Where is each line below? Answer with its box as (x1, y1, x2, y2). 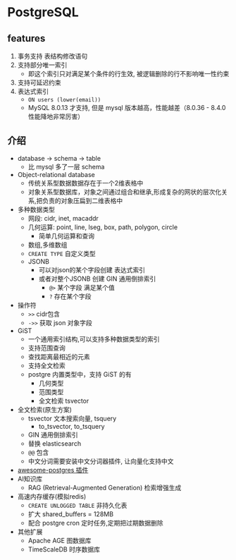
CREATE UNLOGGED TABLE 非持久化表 (27, 501, 128, 509)
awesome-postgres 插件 (17, 465, 89, 474)
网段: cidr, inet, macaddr (27, 214, 99, 222)
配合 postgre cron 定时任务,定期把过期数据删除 (27, 518, 163, 527)
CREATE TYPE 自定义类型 (27, 249, 97, 257)
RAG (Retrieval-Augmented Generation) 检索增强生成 (27, 483, 182, 492)
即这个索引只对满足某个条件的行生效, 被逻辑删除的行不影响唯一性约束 (27, 70, 230, 78)
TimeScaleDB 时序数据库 (27, 544, 101, 554)
